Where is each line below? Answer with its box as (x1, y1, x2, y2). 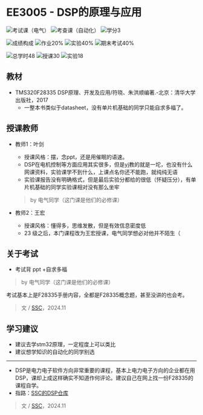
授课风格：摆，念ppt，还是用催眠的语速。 (24, 153, 128, 160)
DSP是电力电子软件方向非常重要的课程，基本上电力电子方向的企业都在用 (14, 367, 195, 374)
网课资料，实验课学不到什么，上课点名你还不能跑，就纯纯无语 (24, 168, 178, 176)
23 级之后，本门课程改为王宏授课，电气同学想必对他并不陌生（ (24, 229, 181, 236)
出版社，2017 (14, 96, 48, 103)
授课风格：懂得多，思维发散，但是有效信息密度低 (24, 221, 146, 229)
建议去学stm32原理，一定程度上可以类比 (14, 341, 116, 348)
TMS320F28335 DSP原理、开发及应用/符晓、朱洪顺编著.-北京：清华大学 (14, 89, 196, 96)
